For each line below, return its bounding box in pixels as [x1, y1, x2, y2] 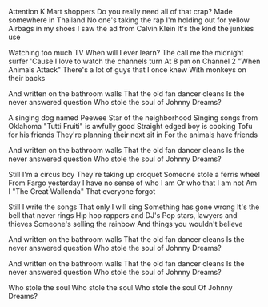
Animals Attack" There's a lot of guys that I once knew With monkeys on [8, 65, 246, 75]
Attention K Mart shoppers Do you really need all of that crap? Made [8, 7, 234, 16]
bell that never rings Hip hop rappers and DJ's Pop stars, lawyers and [8, 211, 238, 220]
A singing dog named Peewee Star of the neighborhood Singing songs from [8, 113, 258, 123]
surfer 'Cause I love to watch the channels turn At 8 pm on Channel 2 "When [8, 56, 261, 66]
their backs [8, 74, 46, 83]
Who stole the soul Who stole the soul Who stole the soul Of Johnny [8, 283, 234, 292]
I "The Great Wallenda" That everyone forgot [8, 187, 156, 196]
